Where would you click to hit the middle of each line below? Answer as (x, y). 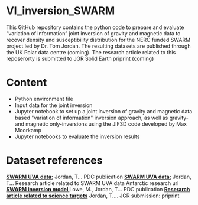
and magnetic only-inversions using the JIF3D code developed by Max (101, 124)
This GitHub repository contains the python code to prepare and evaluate (95, 27)
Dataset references (54, 160)
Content (27, 82)
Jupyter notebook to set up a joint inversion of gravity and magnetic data (103, 111)
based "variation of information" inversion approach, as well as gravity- (102, 118)
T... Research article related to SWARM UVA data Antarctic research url (92, 183)
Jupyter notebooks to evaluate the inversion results (77, 136)
